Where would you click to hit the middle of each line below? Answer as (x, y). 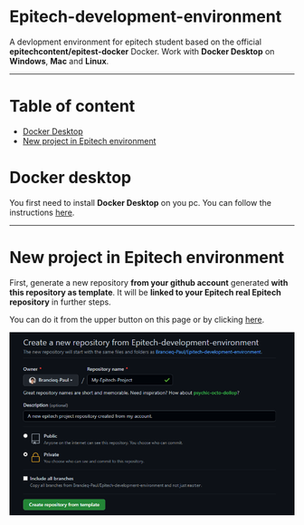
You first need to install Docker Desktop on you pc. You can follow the (140, 202)
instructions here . (42, 212)
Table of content (72, 107)
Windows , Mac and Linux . (59, 61)
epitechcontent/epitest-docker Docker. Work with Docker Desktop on (142, 51)
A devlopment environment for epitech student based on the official (136, 42)
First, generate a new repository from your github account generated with (149, 282)
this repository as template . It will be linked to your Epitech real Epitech (146, 292)
